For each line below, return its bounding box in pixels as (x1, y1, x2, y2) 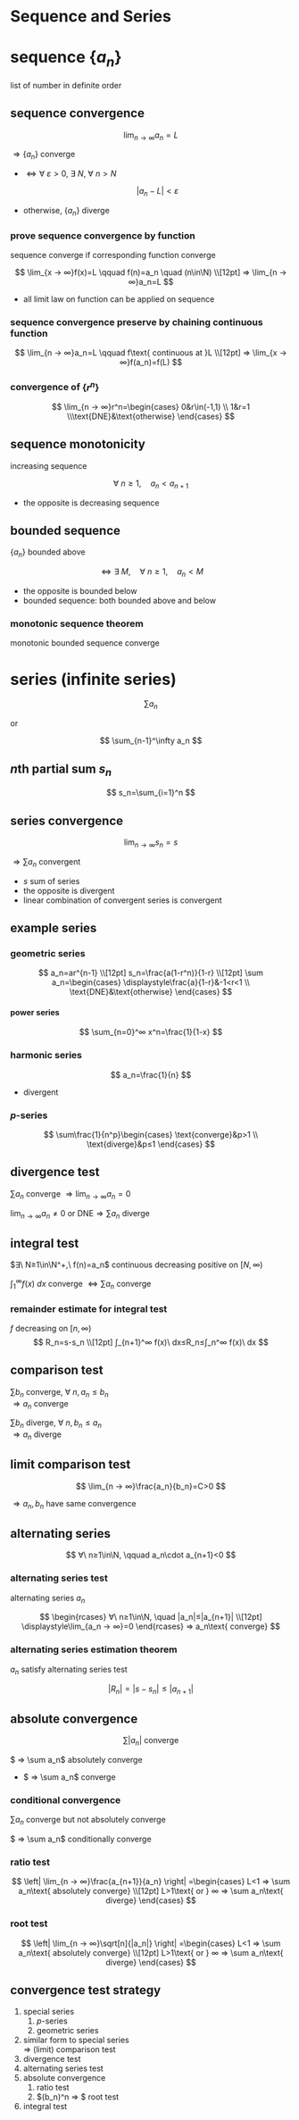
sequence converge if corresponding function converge (10, 250, 217, 261)
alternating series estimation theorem (10, 1643, 178, 1656)
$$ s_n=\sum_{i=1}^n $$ (106, 788, 195, 798)
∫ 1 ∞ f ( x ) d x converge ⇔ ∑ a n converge (10, 1277, 152, 1291)
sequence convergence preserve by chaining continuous (10, 315, 263, 328)
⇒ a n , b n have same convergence (12, 1498, 137, 1511)
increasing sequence (10, 460, 87, 471)
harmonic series (10, 1049, 83, 1062)
